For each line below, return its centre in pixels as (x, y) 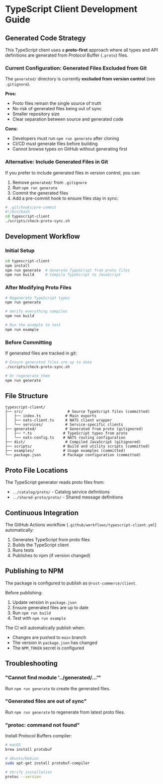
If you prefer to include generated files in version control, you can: (73, 173)
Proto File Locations (37, 470)
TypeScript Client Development (71, 9)
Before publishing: (24, 592)
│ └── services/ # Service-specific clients (64, 425)
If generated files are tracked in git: (41, 353)
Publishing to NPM (34, 571)
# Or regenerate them (28, 376)
